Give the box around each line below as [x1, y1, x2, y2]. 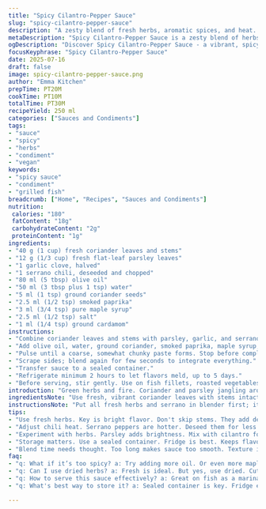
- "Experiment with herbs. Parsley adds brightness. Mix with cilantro [8, 430, 249, 439]
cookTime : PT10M [8, 92, 62, 100]
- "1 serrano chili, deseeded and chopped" [8, 269, 154, 277]
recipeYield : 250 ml [8, 107, 77, 115]
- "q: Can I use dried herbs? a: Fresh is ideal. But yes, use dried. [8, 467, 246, 475]
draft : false [8, 63, 51, 71]
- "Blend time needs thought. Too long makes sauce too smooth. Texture [8, 445, 253, 453]
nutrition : [8, 202, 44, 210]
